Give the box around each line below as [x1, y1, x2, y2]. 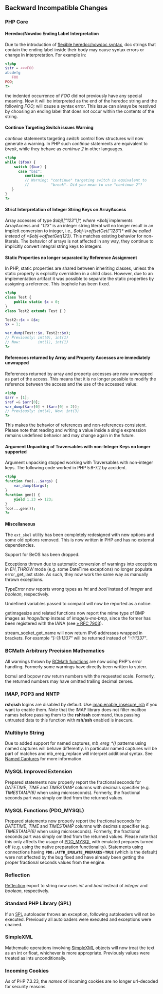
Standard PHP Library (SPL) [5, 900, 72, 907]
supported [5, 449, 27, 455]
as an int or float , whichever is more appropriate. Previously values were [5, 950, 150, 955]
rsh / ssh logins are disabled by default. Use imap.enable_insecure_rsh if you [5, 702, 158, 708]
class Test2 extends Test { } [5, 308, 67, 314]
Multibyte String [5, 729, 45, 736]
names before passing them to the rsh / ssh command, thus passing [5, 712, 140, 718]
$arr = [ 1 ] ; [5, 395, 29, 400]
